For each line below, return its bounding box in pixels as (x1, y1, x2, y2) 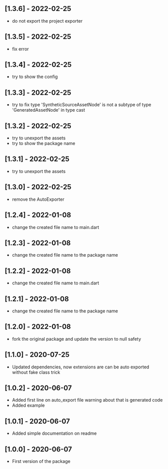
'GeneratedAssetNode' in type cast (12, 107, 86, 113)
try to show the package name (12, 140, 75, 146)
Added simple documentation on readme (12, 430, 97, 436)
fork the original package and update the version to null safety (12, 336, 141, 342)
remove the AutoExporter (12, 196, 65, 202)
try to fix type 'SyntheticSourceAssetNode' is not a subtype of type (12, 102, 151, 108)
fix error (12, 46, 29, 52)
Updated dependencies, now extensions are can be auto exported (12, 364, 149, 370)
